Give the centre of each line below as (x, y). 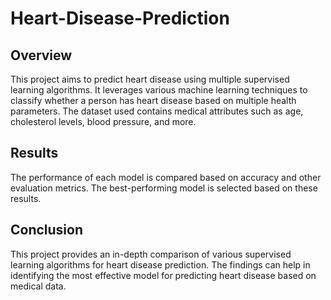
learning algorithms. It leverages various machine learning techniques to (159, 90)
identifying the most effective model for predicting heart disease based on (163, 275)
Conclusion (47, 230)
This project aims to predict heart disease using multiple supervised (150, 79)
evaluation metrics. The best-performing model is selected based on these (164, 188)
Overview (41, 55)
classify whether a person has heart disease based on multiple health (153, 100)
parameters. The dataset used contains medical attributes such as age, (157, 111)
